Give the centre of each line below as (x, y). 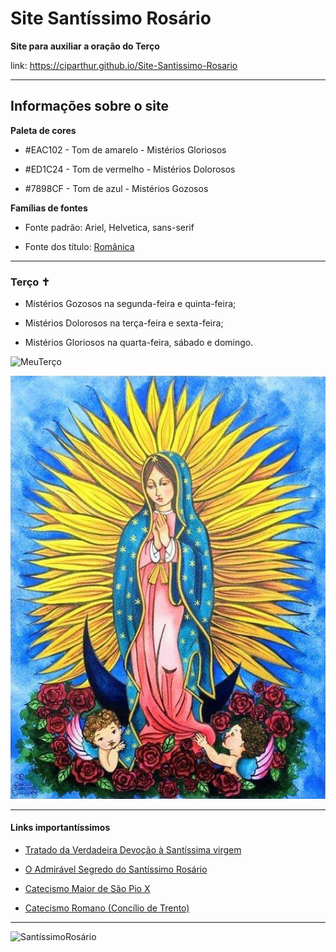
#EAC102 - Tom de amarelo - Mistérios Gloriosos (125, 149)
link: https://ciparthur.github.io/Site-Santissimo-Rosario (124, 65)
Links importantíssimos (60, 828)
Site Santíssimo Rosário (111, 18)
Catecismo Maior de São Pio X (87, 888)
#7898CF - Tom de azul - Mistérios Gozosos (116, 188)
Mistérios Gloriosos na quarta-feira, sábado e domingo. (139, 343)
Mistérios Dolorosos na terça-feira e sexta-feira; (124, 323)
